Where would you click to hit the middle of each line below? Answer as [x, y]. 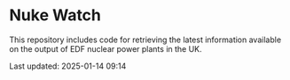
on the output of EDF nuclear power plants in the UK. [106, 48]
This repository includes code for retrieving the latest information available [145, 40]
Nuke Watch [55, 15]
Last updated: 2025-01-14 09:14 [68, 66]
